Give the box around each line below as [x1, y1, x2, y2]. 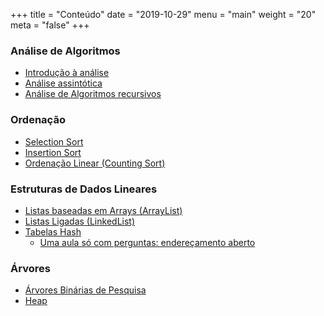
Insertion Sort [24, 146, 82, 158]
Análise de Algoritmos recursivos [24, 88, 162, 100]
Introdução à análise [24, 67, 110, 79]
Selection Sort [24, 135, 84, 148]
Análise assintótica [24, 77, 103, 89]
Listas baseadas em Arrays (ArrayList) [24, 204, 183, 216]
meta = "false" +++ [10, 19, 90, 31]
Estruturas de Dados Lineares [10, 182, 158, 196]
